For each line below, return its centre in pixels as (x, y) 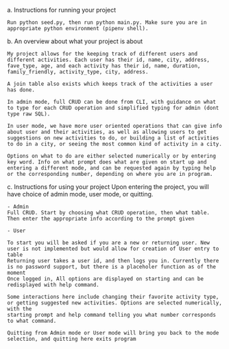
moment (16, 273)
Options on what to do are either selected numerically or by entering (111, 156)
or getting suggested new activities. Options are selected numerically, (115, 303)
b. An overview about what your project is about (75, 41)
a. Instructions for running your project (62, 10)
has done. (21, 90)
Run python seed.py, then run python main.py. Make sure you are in (107, 23)
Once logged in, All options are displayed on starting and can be (106, 279)
